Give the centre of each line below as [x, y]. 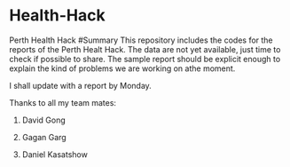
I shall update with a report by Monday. [81, 85]
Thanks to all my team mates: [63, 102]
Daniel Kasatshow [55, 154]
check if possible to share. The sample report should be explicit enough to [145, 59]
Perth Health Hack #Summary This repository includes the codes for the [141, 40]
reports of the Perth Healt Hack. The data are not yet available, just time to [145, 49]
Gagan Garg [44, 137]
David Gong [44, 120]
